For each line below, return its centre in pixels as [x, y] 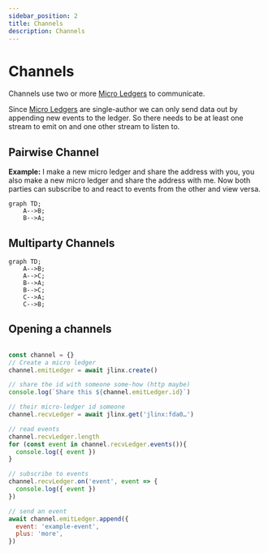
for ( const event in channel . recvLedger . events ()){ [97, 444]
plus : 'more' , [39, 534]
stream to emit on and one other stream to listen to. [94, 127]
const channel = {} [41, 355]
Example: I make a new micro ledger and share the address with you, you [132, 172]
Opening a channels [60, 329]
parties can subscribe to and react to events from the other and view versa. [135, 189]
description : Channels [47, 31]
